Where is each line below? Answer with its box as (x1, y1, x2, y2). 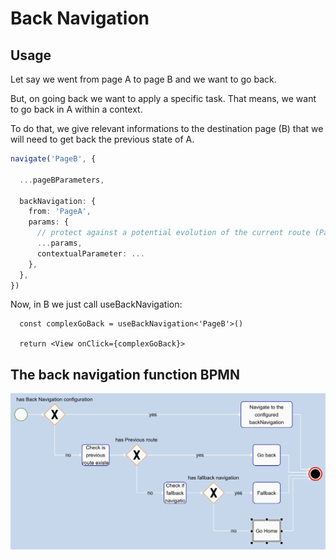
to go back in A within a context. (10, 103, 143, 115)
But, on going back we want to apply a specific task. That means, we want (10, 93, 317, 104)
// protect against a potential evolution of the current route (36, 228, 311, 238)
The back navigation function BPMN (10, 366, 240, 383)
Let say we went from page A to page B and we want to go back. (10, 73, 277, 85)
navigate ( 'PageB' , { (10, 154, 97, 164)
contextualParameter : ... (36, 248, 145, 259)
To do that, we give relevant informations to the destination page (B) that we (10, 123, 324, 134)
